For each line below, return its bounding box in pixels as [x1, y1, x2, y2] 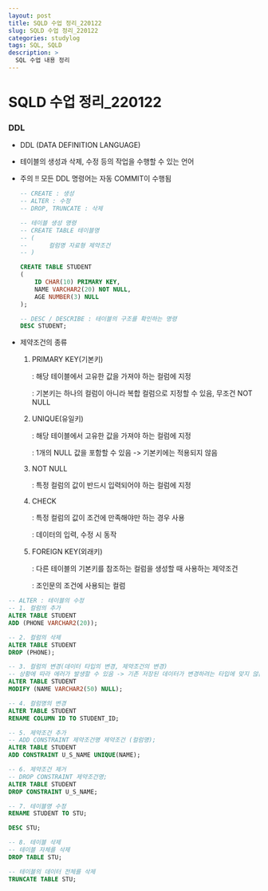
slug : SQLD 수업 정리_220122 [8, 26, 98, 34]
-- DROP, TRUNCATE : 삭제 [19, 205, 103, 213]
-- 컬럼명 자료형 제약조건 [19, 241, 111, 249]
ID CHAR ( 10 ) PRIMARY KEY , [34, 278, 121, 286]
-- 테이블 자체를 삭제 [8, 846, 70, 854]
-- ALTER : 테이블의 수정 [8, 597, 85, 605]
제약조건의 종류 [19, 337, 68, 348]
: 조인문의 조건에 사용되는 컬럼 [31, 581, 126, 591]
